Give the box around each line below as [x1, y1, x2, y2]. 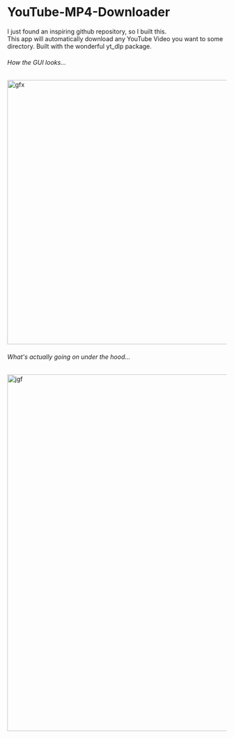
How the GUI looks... [7, 58, 66, 66]
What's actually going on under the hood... [7, 353, 131, 361]
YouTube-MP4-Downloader [7, 4, 171, 20]
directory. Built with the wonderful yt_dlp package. [7, 42, 152, 50]
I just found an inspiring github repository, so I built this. [7, 27, 167, 36]
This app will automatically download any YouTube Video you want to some [7, 34, 224, 43]
